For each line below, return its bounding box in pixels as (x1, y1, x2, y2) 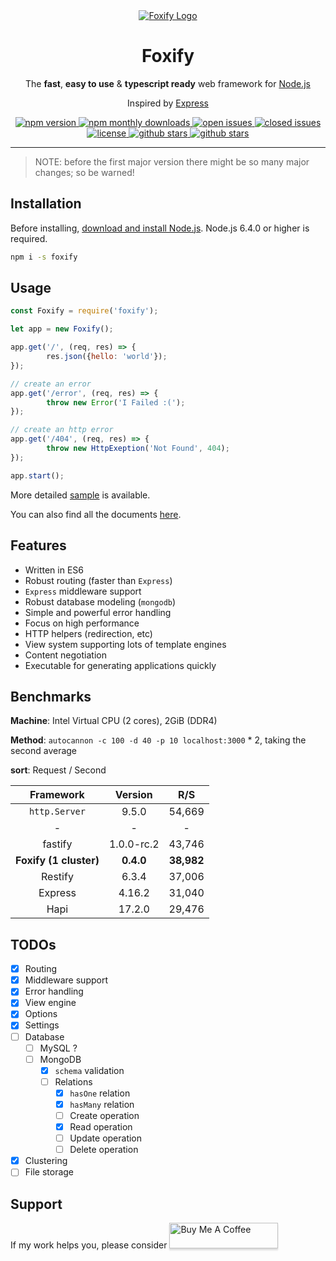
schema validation (54, 1064, 125, 1076)
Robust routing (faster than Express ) (24, 574, 173, 586)
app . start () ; (10, 470, 65, 481)
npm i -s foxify (10, 252, 78, 262)
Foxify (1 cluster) (15, 854, 100, 868)
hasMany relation (69, 1098, 135, 1110)
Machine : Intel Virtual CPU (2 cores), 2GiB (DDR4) (10, 715, 218, 727)
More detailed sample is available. (10, 489, 151, 501)
